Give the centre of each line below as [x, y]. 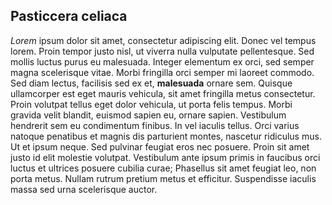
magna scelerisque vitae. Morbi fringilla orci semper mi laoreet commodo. [162, 72]
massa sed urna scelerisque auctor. [84, 189]
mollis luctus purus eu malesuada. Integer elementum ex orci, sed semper [162, 61]
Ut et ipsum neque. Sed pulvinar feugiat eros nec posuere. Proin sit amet [160, 146]
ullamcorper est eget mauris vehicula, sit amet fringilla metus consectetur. [163, 93]
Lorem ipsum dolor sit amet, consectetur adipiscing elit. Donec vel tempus [163, 40]
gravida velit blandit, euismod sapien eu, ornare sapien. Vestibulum [148, 115]
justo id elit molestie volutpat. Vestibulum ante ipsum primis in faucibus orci [165, 157]
